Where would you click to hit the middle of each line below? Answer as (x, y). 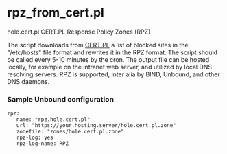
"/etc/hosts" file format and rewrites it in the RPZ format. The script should (112, 52)
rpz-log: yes (35, 138)
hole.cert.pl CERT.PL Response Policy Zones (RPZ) (79, 32)
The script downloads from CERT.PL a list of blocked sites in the (98, 45)
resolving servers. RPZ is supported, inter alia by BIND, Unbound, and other (114, 74)
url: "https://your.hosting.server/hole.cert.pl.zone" (96, 126)
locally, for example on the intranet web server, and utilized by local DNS (110, 67)
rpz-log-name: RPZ (43, 144)
